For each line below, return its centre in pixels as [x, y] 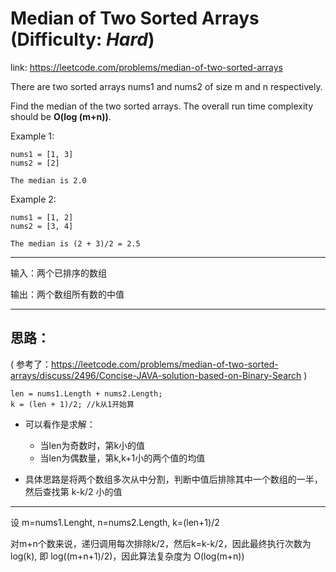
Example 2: [33, 199]
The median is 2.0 [48, 180]
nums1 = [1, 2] [42, 217]
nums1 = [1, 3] [42, 154]
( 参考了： [31, 364]
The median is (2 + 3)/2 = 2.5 [75, 243]
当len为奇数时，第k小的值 [92, 445]
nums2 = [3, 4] [42, 226]
